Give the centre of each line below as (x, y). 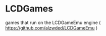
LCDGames (29, 9)
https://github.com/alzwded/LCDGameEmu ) (51, 27)
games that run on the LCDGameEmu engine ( (53, 22)
